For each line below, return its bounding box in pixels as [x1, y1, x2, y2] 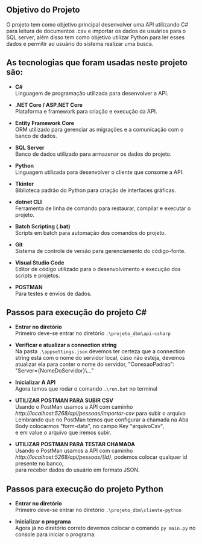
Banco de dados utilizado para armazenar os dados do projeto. [14, 150, 172, 158]
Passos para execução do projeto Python [6, 484, 164, 494]
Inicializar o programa [14, 518, 71, 525]
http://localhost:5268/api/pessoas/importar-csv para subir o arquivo [14, 410, 186, 417]
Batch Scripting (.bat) [14, 223, 71, 230]
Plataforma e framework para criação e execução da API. [14, 107, 157, 115]
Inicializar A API [14, 379, 56, 386]
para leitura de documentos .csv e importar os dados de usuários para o [6, 27, 186, 34]
